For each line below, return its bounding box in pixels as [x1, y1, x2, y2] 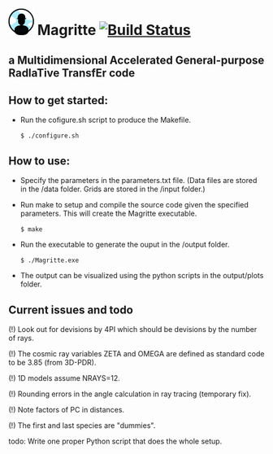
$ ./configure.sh [19, 132, 80, 140]
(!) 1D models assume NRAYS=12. [8, 373, 120, 383]
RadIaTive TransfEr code [8, 66, 136, 80]
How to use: [8, 154, 71, 168]
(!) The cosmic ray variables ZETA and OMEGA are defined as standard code [8, 349, 265, 359]
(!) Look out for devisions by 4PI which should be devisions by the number [8, 325, 258, 334]
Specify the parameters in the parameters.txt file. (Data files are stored [19, 176, 258, 186]
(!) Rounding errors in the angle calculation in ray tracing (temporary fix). [8, 389, 252, 399]
